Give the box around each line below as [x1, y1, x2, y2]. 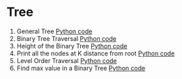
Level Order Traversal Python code [16, 56, 117, 64]
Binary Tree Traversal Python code [16, 34, 116, 42]
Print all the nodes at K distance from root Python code [16, 49, 175, 58]
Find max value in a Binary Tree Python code [16, 64, 146, 72]
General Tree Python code [16, 27, 93, 35]
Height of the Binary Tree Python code [16, 42, 128, 50]
